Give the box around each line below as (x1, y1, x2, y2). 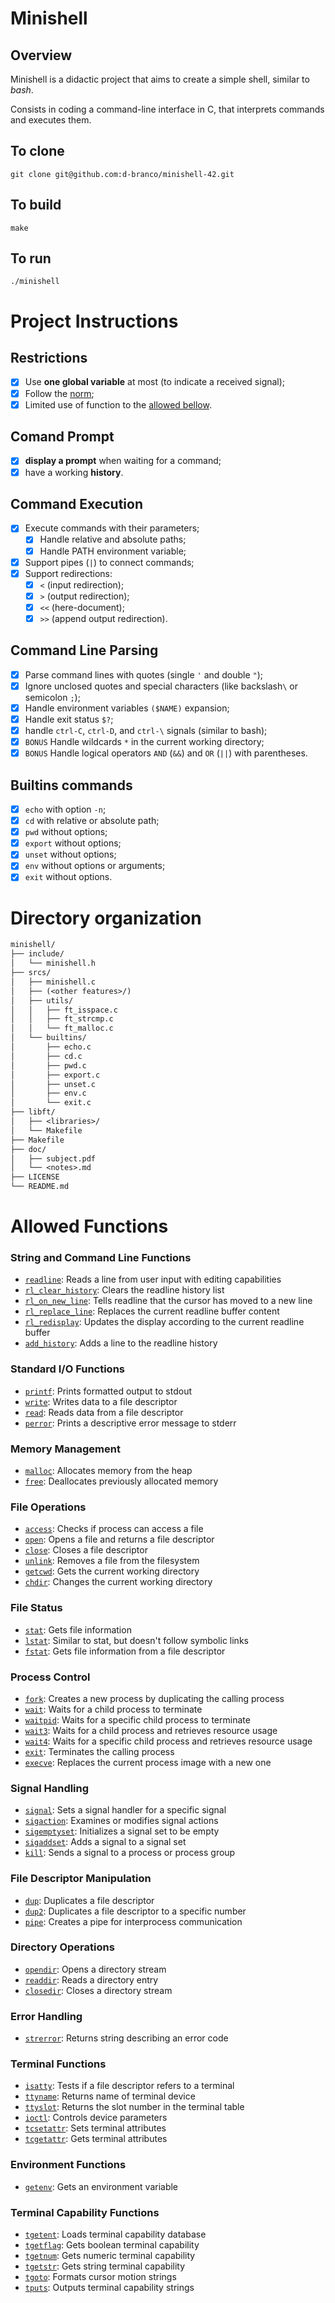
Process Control (10, 1670, 91, 1684)
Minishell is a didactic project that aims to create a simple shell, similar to (10, 73, 310, 85)
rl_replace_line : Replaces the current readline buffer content (24, 1305, 280, 1317)
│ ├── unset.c (10, 1079, 97, 1089)
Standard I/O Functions (10, 1362, 125, 1376)
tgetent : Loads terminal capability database (24, 2228, 207, 2241)
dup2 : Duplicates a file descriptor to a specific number (24, 1905, 247, 1917)
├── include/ (10, 949, 65, 959)
